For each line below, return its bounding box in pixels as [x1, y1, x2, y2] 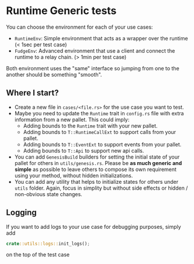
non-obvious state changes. [14, 190, 83, 197]
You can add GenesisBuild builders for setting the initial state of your [14, 153, 180, 160]
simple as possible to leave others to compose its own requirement [14, 166, 177, 173]
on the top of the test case [6, 251, 70, 258]
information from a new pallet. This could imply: [14, 116, 130, 123]
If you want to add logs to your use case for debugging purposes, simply [6, 223, 181, 230]
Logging [6, 208, 37, 218]
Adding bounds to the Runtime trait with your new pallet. [23, 122, 158, 129]
